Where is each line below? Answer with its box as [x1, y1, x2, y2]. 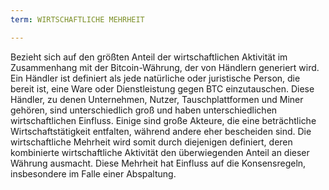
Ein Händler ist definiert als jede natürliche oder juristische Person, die [10, 72, 301, 84]
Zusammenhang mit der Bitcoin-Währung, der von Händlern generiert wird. [10, 61, 320, 73]
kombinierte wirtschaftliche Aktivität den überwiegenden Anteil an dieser [10, 146, 310, 158]
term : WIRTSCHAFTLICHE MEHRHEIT [10, 14, 145, 25]
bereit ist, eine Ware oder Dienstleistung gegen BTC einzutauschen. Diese [10, 82, 315, 95]
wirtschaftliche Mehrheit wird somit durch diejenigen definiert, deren [10, 136, 293, 148]
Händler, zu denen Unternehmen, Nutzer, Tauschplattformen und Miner [10, 93, 304, 105]
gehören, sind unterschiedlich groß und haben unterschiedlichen [10, 104, 278, 116]
